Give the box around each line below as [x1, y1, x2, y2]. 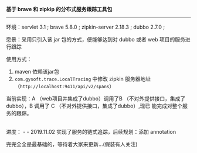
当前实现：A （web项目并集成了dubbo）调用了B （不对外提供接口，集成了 [6, 95, 186, 102]
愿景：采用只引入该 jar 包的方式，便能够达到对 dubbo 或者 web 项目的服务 [6, 36, 186, 43]
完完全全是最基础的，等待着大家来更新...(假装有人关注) [6, 141, 138, 148]
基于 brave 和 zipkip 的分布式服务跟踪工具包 [6, 6, 113, 12]
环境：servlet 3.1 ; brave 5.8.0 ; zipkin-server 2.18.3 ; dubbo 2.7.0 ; [6, 23, 165, 30]
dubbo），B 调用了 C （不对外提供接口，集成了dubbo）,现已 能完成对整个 [6, 102, 183, 109]
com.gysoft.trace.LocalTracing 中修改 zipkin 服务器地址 [14, 75, 151, 82]
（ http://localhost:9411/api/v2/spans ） [14, 83, 115, 89]
